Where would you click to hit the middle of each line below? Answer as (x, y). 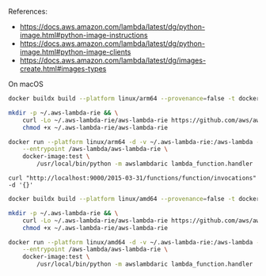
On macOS (26, 84)
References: (28, 11)
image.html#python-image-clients (75, 52)
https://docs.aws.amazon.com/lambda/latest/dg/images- (113, 60)
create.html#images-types (63, 69)
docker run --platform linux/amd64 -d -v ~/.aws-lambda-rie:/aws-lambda (131, 242)
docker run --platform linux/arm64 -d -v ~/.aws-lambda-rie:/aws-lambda (131, 142)
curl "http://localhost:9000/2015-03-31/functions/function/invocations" (133, 178)
